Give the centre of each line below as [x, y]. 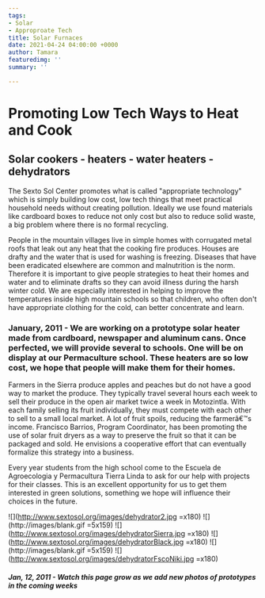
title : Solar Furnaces [45, 38]
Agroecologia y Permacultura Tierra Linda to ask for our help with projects [129, 476]
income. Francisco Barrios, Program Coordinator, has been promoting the [128, 427]
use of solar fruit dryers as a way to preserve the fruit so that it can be [123, 435]
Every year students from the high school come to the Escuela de [115, 468]
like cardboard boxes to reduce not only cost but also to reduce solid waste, [132, 216]
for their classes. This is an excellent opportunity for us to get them [117, 485]
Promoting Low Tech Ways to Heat [123, 113]
